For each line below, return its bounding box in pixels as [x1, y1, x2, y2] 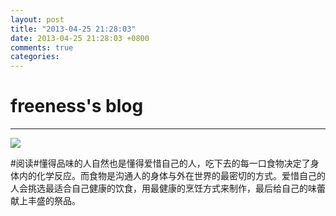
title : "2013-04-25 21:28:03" [10, 24, 137, 34]
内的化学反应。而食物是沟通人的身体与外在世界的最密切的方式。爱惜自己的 [18, 170, 326, 182]
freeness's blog [10, 95, 144, 118]
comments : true [10, 42, 74, 53]
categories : [10, 52, 60, 62]
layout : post [10, 14, 65, 25]
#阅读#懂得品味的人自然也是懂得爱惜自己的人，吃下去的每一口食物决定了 [10, 157, 311, 170]
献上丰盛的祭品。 [10, 195, 81, 207]
